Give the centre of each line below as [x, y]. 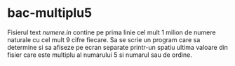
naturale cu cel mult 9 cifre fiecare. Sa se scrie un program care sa [104, 39]
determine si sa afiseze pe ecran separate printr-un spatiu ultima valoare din [117, 47]
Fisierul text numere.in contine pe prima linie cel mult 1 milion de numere [112, 32]
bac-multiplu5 [50, 13]
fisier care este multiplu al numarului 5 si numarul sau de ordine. [100, 55]
